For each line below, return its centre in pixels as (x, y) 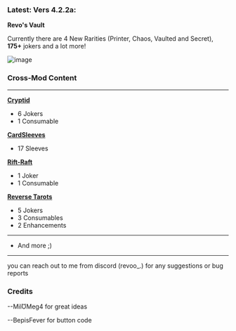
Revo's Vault (26, 25)
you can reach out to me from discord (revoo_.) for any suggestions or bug (115, 266)
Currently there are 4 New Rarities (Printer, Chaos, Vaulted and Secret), (111, 39)
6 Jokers (30, 113)
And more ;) (35, 245)
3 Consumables (40, 218)
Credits (20, 291)
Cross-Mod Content (42, 78)
